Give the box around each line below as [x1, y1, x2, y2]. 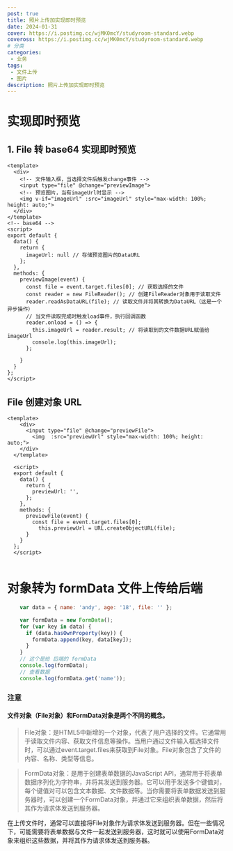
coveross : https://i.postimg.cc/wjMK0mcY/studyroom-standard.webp [7, 36, 204, 43]
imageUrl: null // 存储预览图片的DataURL [25, 252, 140, 259]
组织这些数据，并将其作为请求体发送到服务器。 [19, 836, 154, 844]
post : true [7, 10, 39, 17]
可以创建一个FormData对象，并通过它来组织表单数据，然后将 [48, 795, 224, 804]
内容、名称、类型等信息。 [24, 754, 98, 762]
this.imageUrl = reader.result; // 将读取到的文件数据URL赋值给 [32, 327, 210, 334]
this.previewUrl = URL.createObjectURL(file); [38, 525, 176, 532]
